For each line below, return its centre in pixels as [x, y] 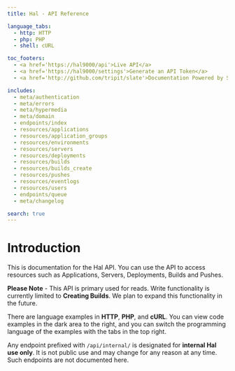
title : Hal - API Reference [48, 14]
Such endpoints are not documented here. [68, 360]
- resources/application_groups [61, 136]
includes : [22, 90]
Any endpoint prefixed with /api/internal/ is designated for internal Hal [112, 345]
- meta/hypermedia [41, 110]
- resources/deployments [50, 155]
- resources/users [41, 188]
